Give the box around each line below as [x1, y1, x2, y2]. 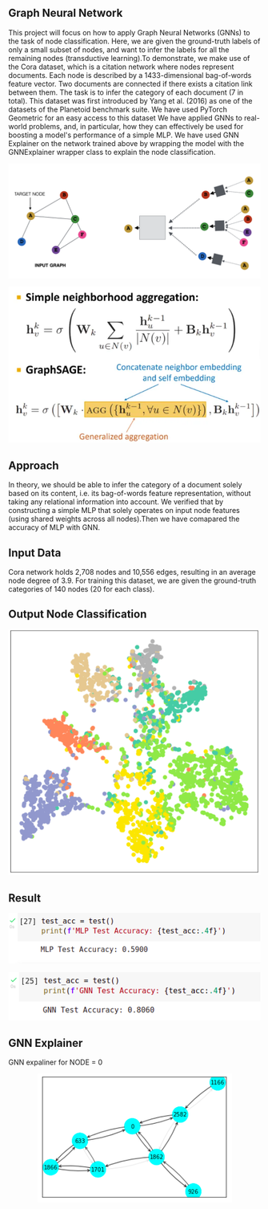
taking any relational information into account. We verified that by [8, 497, 224, 507]
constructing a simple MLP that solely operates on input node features [8, 506, 240, 515]
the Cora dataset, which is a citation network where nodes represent [8, 62, 234, 71]
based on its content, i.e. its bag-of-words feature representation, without [8, 489, 251, 499]
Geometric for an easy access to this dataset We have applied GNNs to [8, 112, 242, 123]
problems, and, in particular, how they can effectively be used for [28, 121, 244, 131]
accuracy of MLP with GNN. [8, 523, 100, 532]
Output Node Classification [8, 608, 147, 621]
